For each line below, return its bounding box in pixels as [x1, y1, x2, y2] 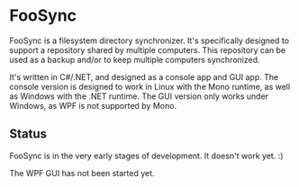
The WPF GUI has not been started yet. [9, 167, 155, 178]
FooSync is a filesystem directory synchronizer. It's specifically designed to [9, 35, 290, 46]
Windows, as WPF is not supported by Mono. [9, 100, 177, 111]
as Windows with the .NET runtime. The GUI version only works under [9, 91, 268, 102]
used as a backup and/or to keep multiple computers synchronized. [9, 54, 260, 65]
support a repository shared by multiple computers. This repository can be [9, 44, 286, 55]
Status [9, 127, 48, 142]
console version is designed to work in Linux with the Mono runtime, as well [9, 81, 291, 92]
